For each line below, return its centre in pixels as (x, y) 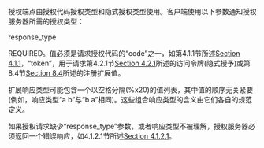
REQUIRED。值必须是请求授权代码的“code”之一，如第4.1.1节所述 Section (124, 53)
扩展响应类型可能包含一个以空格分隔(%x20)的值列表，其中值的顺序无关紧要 (131, 90)
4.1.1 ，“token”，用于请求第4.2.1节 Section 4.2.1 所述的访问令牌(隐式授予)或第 (129, 63)
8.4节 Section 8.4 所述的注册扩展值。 (67, 73)
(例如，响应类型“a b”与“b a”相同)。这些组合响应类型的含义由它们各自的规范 (130, 100)
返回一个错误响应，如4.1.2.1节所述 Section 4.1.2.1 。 (95, 136)
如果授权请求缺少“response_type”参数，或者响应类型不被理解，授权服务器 (128, 126)
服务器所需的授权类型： (46, 21)
